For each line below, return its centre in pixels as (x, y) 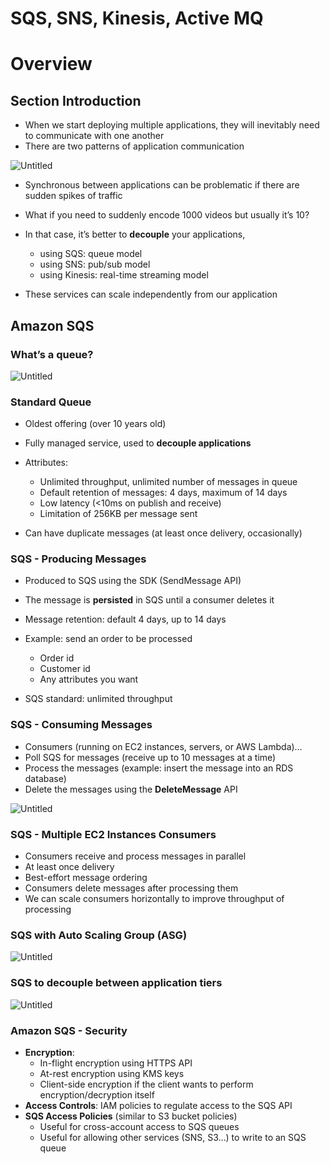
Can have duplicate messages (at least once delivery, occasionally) (163, 533)
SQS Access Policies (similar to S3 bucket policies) (131, 1116)
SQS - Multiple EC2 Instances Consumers (113, 834)
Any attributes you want (89, 679)
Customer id (65, 669)
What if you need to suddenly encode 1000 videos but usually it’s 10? (167, 215)
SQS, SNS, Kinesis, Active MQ (137, 18)
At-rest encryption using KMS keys (112, 1073)
